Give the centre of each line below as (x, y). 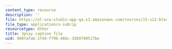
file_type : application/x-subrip (41, 24)
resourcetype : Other (27, 29)
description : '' (23, 15)
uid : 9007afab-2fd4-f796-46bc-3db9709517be (52, 39)
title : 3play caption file (34, 34)
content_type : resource (31, 10)
